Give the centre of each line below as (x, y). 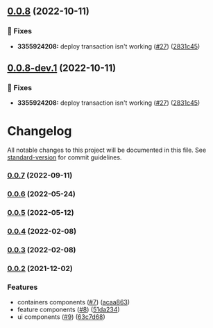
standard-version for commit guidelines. (65, 157)
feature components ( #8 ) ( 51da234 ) (68, 310)
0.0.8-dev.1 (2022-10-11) (62, 68)
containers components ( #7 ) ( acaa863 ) (74, 302)
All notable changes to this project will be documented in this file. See (107, 150)
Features (23, 287)
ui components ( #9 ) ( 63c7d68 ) (61, 317)
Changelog (40, 131)
